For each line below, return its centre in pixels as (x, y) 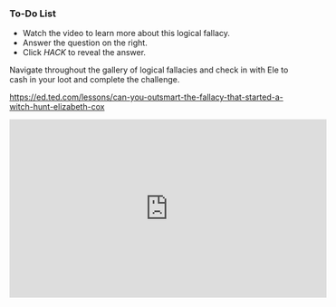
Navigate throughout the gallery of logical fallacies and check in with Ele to (149, 70)
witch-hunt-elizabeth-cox (57, 107)
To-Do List (33, 14)
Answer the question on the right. (85, 43)
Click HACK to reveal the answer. (84, 53)
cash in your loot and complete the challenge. (95, 80)
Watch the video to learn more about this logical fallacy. (126, 34)
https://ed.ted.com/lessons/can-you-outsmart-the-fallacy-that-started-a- (146, 97)
